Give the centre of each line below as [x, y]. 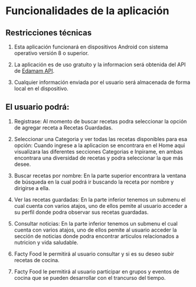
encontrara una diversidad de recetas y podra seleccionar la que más [99, 158]
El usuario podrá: [37, 107]
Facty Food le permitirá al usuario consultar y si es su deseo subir [94, 254]
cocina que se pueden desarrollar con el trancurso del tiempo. [90, 278]
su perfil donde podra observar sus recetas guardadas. [81, 212]
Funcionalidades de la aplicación [87, 11]
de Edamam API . [34, 71]
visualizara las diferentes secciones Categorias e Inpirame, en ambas [98, 151]
